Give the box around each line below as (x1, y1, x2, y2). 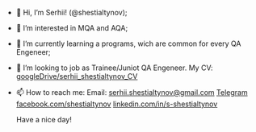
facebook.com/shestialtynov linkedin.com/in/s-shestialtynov (15, 99, 218, 109)
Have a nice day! (15, 115, 73, 124)
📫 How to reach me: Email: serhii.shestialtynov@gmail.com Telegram (15, 88, 248, 97)
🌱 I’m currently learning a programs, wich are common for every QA (15, 39, 241, 48)
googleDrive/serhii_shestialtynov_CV (15, 72, 138, 80)
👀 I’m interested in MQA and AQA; (15, 23, 128, 32)
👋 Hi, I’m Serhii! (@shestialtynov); (15, 8, 128, 17)
